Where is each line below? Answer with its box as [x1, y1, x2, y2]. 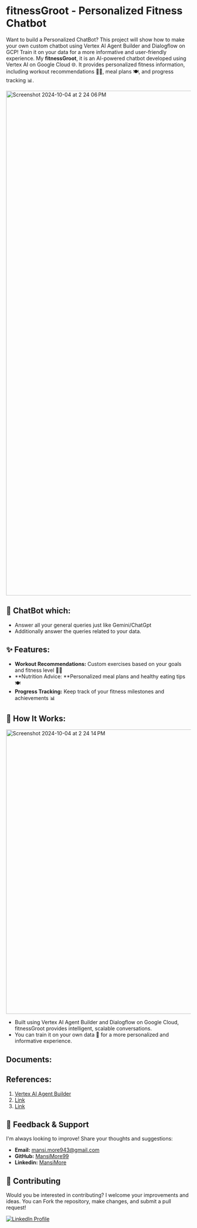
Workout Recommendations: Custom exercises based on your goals [14, 660, 182, 667]
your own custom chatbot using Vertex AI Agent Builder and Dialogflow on [6, 42, 186, 49]
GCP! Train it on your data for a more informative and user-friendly [6, 48, 167, 55]
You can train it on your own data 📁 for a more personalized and [14, 1031, 169, 1038]
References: [6, 1075, 52, 1085]
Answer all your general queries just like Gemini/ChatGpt [14, 621, 152, 628]
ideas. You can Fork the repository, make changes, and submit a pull [6, 1198, 171, 1205]
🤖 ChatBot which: [6, 606, 71, 616]
